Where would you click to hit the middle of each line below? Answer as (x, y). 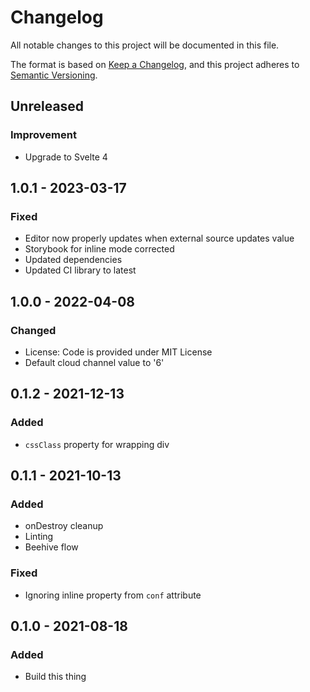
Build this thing (55, 677)
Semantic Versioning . (54, 75)
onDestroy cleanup (64, 526)
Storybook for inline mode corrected (99, 249)
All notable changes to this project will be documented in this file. (145, 45)
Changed (33, 330)
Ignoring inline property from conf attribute (113, 595)
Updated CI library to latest (80, 270)
